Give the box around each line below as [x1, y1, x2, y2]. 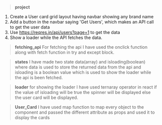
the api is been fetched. [14, 75, 63, 80]
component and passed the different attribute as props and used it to [14, 109, 155, 115]
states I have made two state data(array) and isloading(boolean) [14, 59, 146, 64]
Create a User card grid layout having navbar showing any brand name [9, 14, 154, 19]
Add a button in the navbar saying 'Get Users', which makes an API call [9, 19, 154, 25]
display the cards [14, 115, 50, 120]
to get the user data [9, 24, 50, 30]
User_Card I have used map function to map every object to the [14, 104, 144, 110]
